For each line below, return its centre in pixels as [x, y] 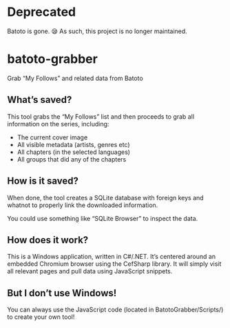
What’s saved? [40, 100]
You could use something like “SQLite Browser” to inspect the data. [103, 218]
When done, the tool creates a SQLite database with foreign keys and [106, 197]
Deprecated [42, 12]
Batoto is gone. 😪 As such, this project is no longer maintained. [97, 31]
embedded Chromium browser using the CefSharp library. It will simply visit [114, 264]
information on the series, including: [58, 124]
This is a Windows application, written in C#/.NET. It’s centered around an [111, 257]
